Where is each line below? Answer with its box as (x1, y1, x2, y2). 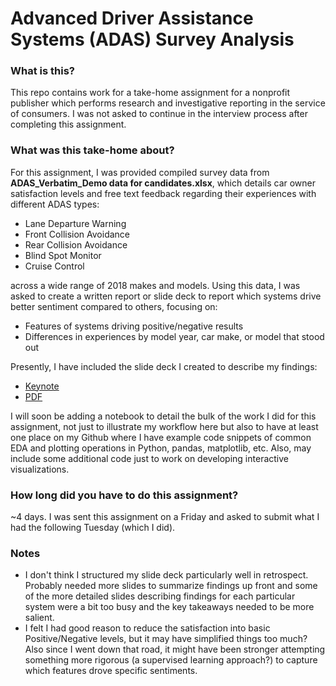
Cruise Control (24, 260, 85, 272)
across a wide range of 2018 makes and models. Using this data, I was (10, 279, 301, 291)
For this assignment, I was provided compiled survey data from (10, 166, 270, 178)
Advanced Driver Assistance (10, 7, 254, 30)
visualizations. (10, 463, 70, 475)
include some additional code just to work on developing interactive (10, 452, 289, 464)
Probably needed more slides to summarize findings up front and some (24, 580, 318, 592)
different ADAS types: (10, 198, 100, 210)
